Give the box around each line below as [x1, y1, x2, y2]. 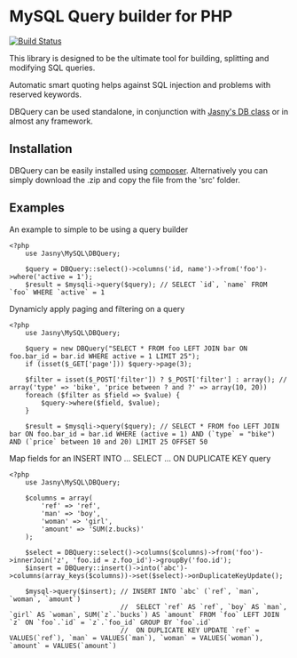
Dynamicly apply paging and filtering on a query [9, 303, 185, 314]
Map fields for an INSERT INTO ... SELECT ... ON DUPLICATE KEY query [9, 453, 271, 463]
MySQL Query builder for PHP [9, 6, 233, 27]
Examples [9, 200, 65, 215]
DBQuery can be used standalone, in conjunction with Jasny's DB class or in [9, 106, 289, 116]
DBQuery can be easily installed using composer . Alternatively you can [9, 164, 269, 175]
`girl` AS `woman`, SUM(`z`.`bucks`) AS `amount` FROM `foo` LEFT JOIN [9, 610, 279, 619]
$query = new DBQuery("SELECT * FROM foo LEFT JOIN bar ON [25, 344, 248, 353]
